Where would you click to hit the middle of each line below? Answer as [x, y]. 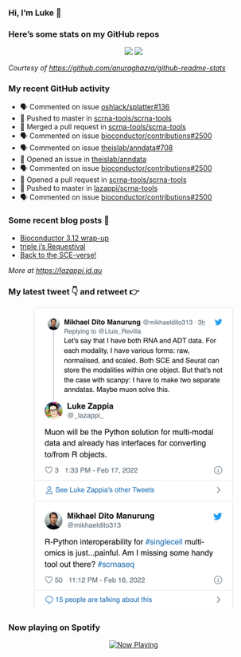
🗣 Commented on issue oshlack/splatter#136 [95, 106]
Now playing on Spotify [54, 627]
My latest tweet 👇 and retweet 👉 [74, 291]
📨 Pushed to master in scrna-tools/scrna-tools [96, 118]
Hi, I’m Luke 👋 [35, 13]
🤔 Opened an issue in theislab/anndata [83, 159]
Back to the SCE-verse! [58, 255]
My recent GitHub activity [59, 89]
